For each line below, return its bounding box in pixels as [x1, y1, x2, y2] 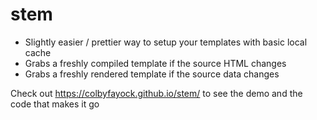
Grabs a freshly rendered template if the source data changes [24, 68, 280, 80]
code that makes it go [10, 98, 100, 110]
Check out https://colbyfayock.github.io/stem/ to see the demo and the [10, 87, 303, 99]
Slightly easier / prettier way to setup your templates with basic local [24, 36, 308, 48]
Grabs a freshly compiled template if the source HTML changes [24, 57, 287, 69]
